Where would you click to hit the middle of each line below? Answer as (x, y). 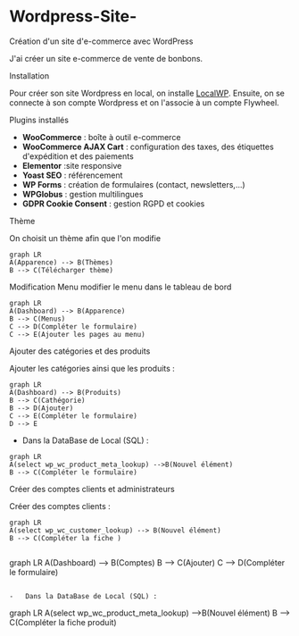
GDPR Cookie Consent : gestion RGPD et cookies (113, 204)
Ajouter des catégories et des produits (80, 351)
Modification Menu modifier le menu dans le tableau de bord (120, 287)
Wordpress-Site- (73, 17)
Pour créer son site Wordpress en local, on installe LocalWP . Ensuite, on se (147, 93)
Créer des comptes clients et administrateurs (92, 489)
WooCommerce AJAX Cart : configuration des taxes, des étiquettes (148, 146)
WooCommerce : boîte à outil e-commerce (101, 137)
